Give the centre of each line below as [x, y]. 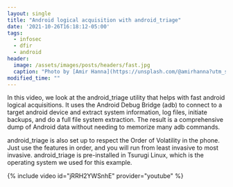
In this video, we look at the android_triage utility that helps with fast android [116, 98]
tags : [15, 33]
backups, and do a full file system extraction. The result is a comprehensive [115, 120]
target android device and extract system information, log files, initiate [107, 112]
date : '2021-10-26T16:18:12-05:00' [59, 26]
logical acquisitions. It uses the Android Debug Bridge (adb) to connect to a [115, 105]
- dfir [23, 46]
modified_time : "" [34, 78]
